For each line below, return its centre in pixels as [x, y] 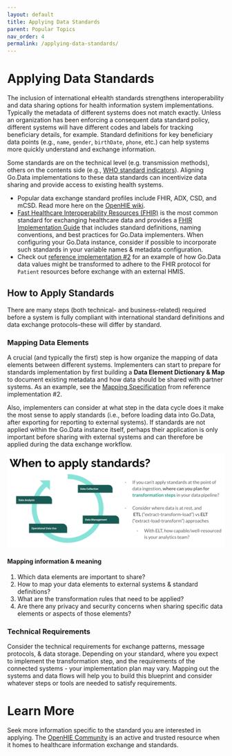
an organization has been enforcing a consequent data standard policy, [108, 120]
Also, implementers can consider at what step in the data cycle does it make [116, 408]
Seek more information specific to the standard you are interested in [104, 730]
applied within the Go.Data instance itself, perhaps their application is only [113, 430]
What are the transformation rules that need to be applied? [100, 598]
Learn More [41, 711]
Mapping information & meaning [55, 561]
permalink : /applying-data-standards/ [63, 44]
